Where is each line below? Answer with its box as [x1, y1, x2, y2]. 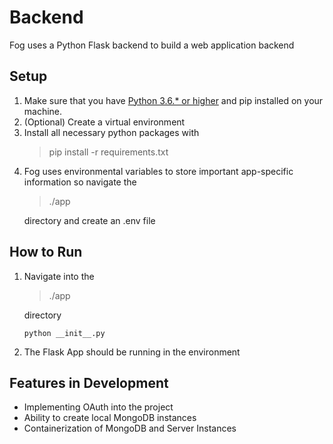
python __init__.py [23, 328, 106, 338]
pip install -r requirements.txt [48, 146, 169, 158]
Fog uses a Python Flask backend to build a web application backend [9, 39, 295, 51]
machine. [23, 105, 63, 117]
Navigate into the [23, 270, 95, 282]
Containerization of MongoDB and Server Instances [23, 422, 237, 435]
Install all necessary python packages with [23, 126, 200, 138]
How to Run [9, 244, 83, 261]
